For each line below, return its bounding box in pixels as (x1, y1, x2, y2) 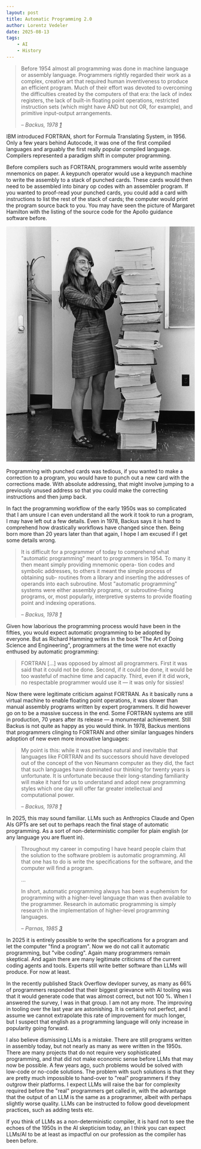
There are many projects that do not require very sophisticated (6, 1049, 161, 1056)
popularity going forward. (6, 1024, 69, 1031)
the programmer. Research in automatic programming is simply (20, 900, 176, 907)
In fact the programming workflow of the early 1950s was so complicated (6, 505, 187, 512)
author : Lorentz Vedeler (6, 22, 68, 28)
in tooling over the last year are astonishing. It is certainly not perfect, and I (6, 1005, 191, 1012)
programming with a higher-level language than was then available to (20, 894, 191, 901)
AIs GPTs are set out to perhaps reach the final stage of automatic (6, 821, 169, 828)
